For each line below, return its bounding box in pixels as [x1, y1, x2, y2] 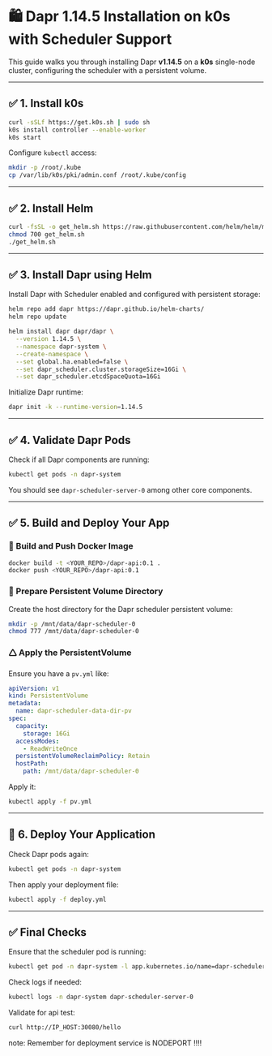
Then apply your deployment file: [8, 879, 119, 890]
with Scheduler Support [8, 30, 172, 49]
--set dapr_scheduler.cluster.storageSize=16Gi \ [15, 365, 186, 373]
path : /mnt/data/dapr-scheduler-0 [23, 767, 139, 776]
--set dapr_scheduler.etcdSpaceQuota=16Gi [15, 373, 161, 381]
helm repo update [8, 312, 67, 321]
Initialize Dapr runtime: [8, 387, 83, 397]
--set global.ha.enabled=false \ [15, 357, 129, 366]
